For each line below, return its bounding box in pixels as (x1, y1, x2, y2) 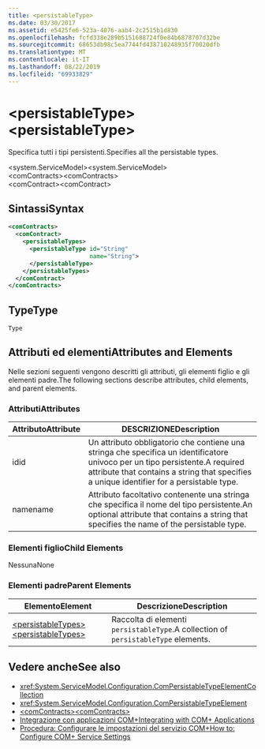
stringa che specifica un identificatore (88, 447, 229, 458)
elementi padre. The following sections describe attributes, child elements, (8, 375, 248, 384)
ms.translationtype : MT (8, 48, 87, 56)
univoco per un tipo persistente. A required (88, 457, 244, 468)
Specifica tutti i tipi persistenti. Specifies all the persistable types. (8, 147, 218, 156)
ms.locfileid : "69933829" (8, 70, 93, 78)
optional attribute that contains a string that (88, 509, 248, 520)
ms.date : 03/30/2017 (8, 19, 77, 27)
